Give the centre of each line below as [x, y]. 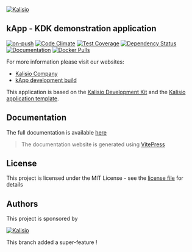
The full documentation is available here [56, 132]
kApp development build [46, 80]
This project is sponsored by [42, 219]
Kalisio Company [36, 73]
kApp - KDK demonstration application [81, 28]
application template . [33, 98]
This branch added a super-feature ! [52, 242]
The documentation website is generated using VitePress [93, 144]
